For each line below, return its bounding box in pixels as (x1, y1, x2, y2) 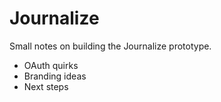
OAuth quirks (23, 59, 79, 71)
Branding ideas (23, 70, 87, 82)
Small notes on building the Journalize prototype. (9, 40, 212, 52)
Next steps (23, 80, 69, 92)
